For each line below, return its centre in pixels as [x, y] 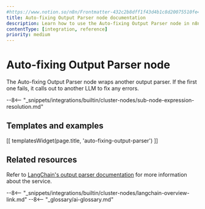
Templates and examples [55, 126]
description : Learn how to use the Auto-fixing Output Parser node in [98, 23]
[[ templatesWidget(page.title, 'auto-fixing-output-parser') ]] [82, 141]
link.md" [17, 199]
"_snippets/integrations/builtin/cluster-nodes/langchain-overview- [107, 193]
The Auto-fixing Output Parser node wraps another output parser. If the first [102, 82]
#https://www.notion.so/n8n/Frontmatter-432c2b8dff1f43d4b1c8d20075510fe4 [103, 12]
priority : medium [28, 35]
